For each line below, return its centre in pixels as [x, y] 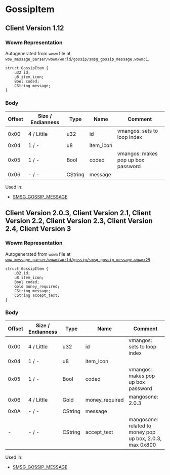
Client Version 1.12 [35, 28]
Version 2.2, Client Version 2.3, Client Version [79, 221]
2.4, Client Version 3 [38, 229]
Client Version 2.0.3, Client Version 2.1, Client [78, 213]
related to [140, 426]
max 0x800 [142, 445]
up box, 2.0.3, [145, 439]
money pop [142, 432]
